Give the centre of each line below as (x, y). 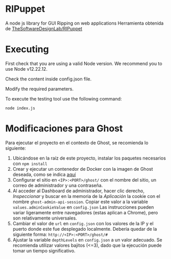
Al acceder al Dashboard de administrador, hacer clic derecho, (78, 191)
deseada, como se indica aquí (44, 174)
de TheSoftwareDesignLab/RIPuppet (44, 28)
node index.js (20, 108)
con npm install (30, 163)
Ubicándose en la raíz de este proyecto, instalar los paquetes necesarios (89, 158)
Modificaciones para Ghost (64, 128)
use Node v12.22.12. (26, 69)
